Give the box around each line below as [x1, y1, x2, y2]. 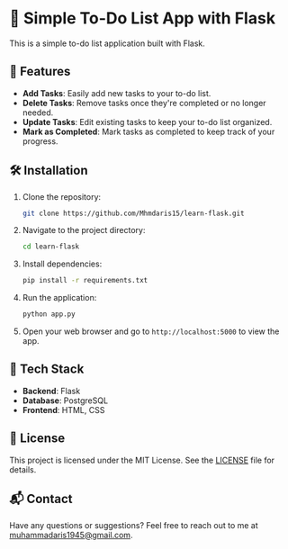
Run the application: [22, 292, 97, 303]
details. [9, 463, 37, 475]
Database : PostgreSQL [22, 395, 109, 406]
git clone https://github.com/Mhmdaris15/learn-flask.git [22, 209, 245, 218]
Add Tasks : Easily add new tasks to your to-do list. [22, 87, 211, 98]
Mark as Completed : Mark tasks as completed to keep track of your [22, 126, 275, 137]
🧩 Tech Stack [9, 362, 85, 377]
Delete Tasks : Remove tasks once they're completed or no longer [22, 97, 267, 108]
